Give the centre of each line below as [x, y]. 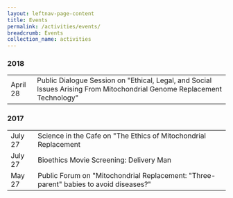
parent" [50, 184]
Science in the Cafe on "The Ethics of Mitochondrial [122, 136]
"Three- [202, 175]
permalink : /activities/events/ [54, 26]
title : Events [28, 20]
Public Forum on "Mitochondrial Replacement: [112, 175]
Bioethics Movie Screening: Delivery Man [105, 160]
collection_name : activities [49, 39]
